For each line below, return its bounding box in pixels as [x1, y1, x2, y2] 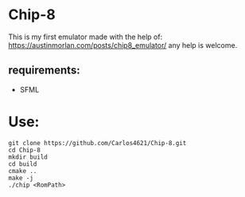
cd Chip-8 [8, 146, 41, 154]
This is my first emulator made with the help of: [8, 32, 163, 41]
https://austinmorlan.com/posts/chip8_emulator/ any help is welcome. [8, 40, 238, 49]
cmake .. [8, 167, 37, 175]
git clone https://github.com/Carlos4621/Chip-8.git [8, 139, 187, 147]
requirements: [8, 64, 81, 77]
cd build [8, 160, 37, 168]
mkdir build [8, 153, 48, 161]
